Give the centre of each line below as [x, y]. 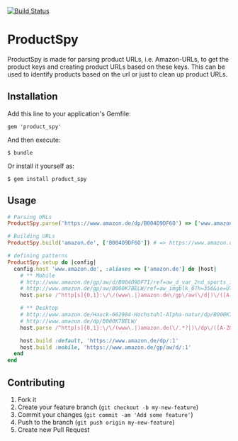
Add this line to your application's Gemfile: [69, 113]
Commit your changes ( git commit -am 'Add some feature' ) [105, 414]
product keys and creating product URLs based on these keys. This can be [116, 67]
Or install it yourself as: [41, 166]
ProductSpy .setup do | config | [52, 262]
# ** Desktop [39, 308]
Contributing [36, 383]
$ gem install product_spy [47, 179]
